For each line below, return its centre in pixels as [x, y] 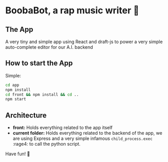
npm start [16, 99]
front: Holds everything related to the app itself [62, 128]
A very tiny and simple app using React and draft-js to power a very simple [84, 42]
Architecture [26, 115]
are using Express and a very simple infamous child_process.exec [82, 138]
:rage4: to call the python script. [47, 144]
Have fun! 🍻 [18, 154]
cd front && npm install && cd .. [42, 94]
